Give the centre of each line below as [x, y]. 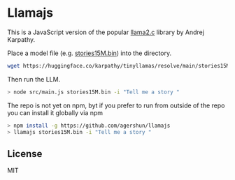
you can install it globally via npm [55, 112]
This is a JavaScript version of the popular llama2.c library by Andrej [106, 32]
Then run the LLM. [34, 79]
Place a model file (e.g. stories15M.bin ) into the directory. [90, 53]
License [25, 154]
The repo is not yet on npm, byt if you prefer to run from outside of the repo [116, 105]
